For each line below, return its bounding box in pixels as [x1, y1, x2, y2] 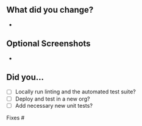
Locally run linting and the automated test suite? [15, 88, 136, 96]
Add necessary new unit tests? [15, 102, 93, 109]
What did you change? [6, 5, 94, 15]
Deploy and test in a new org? [15, 95, 90, 102]
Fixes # [6, 114, 25, 121]
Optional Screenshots [6, 39, 91, 49]
